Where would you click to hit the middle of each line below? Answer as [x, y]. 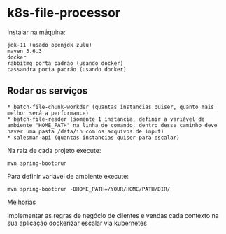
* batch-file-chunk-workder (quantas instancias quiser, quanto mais [111, 107]
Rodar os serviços [48, 91]
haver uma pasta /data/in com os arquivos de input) [86, 131]
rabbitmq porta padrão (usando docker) [65, 63]
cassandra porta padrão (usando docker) [67, 69]
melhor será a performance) [48, 113]
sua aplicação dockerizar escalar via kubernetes [77, 223]
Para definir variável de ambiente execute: [68, 176]
